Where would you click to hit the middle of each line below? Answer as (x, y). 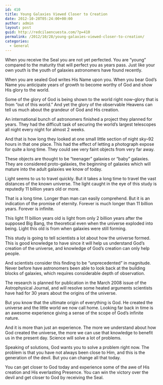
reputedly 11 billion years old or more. (42, 189)
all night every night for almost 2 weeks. (45, 129)
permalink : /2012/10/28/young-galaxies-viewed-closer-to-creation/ (75, 37)
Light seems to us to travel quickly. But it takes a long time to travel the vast (81, 178)
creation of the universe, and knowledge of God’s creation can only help (77, 248)
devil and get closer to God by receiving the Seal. (54, 377)
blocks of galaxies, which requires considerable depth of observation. (75, 273)
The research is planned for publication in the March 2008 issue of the (76, 283)
